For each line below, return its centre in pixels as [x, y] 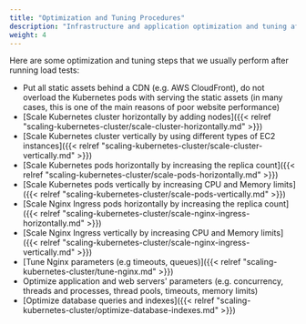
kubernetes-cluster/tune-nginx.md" [89, 272]
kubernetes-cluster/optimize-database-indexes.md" [120, 310]
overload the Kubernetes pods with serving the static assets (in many [153, 97]
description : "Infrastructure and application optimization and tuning [148, 26]
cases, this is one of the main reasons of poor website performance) [151, 107]
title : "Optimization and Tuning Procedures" [97, 18]
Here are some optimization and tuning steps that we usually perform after [149, 61]
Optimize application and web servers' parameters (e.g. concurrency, [153, 281]
